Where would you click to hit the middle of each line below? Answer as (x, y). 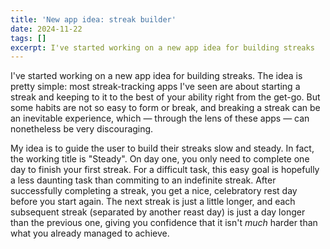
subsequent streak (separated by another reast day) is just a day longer (158, 212)
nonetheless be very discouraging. (82, 129)
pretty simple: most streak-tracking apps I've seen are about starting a (155, 87)
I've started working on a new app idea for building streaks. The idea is (156, 76)
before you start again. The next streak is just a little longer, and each (153, 202)
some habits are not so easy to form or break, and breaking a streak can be (165, 108)
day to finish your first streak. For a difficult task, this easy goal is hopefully (165, 170)
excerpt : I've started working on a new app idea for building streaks (162, 47)
